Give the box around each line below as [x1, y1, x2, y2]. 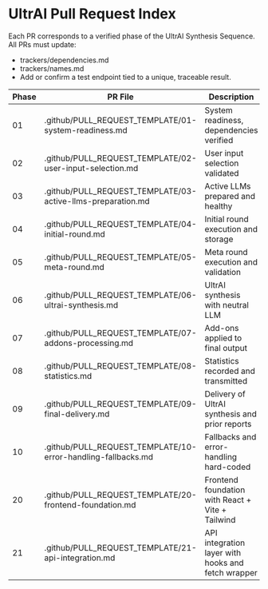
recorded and [204, 365, 255, 376]
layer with [204, 547, 242, 558]
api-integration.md [44, 552, 116, 563]
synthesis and [204, 408, 257, 420]
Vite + [204, 504, 227, 515]
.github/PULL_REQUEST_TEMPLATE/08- [44, 360, 197, 372]
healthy [204, 201, 233, 212]
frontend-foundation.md [44, 499, 136, 510]
